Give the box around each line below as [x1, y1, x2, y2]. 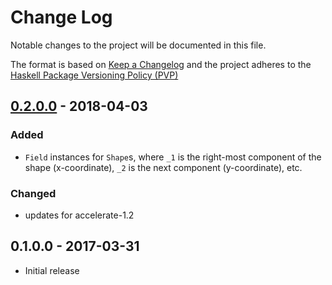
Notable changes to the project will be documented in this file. [10, 39, 267, 51]
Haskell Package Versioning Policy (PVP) [10, 69, 179, 81]
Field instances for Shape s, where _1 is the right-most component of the [24, 151, 322, 163]
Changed [10, 186, 57, 200]
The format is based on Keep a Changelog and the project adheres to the [10, 58, 312, 70]
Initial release [24, 264, 80, 276]
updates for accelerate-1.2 [24, 209, 135, 221]
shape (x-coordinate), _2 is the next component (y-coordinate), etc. [24, 161, 303, 173]
